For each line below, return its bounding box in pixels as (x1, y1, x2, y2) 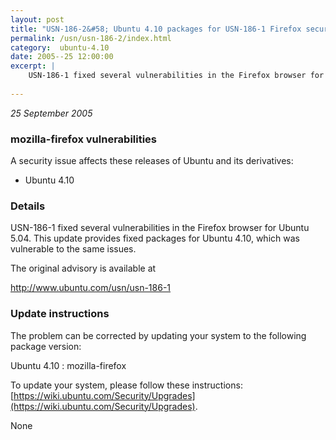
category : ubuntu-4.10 (10, 42, 110, 53)
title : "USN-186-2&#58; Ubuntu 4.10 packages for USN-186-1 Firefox (10, 24, 302, 34)
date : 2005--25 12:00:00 (10, 52, 114, 62)
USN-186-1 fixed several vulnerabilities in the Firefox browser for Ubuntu (10, 222, 310, 234)
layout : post (10, 14, 65, 25)
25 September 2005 (10, 107, 93, 119)
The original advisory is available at (10, 262, 157, 275)
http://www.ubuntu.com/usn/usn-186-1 (10, 282, 172, 294)
